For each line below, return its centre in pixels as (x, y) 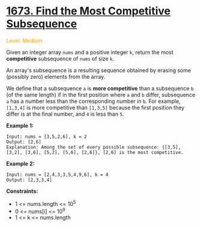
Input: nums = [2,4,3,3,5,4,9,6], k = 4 (58, 175)
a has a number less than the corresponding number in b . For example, (94, 101)
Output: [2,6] (24, 142)
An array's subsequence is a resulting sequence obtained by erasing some (99, 70)
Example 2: (20, 163)
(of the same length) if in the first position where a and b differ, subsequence (101, 95)
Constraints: (22, 191)
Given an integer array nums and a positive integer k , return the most (90, 52)
